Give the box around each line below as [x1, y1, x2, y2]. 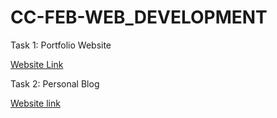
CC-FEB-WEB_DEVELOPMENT [10, 6, 268, 29]
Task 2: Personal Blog [10, 77, 100, 90]
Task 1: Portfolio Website [10, 39, 112, 51]
